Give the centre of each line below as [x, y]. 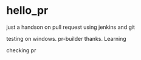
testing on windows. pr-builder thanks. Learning [66, 38]
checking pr [21, 50]
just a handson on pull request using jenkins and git [71, 27]
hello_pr [27, 10]
